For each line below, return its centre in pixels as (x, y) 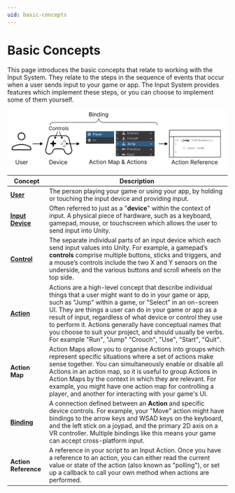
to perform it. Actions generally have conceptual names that (135, 324)
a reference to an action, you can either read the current (129, 458)
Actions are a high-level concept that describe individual (130, 287)
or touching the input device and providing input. (119, 198)
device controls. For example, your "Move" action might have (137, 411)
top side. (62, 277)
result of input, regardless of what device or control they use (136, 317)
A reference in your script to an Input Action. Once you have (135, 450)
